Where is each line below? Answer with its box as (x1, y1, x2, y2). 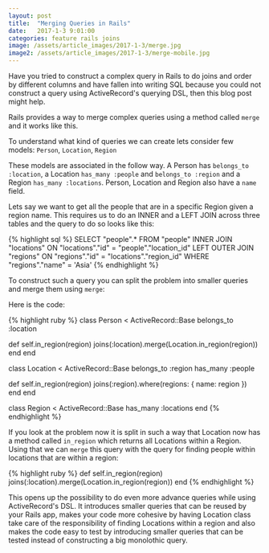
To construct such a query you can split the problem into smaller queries (8, 276, 249, 285)
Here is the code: (8, 300, 66, 309)
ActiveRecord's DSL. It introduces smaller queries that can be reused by (8, 502, 247, 510)
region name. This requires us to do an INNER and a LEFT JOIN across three (8, 211, 261, 219)
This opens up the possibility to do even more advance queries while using (8, 493, 256, 502)
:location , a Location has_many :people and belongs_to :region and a (8, 170, 241, 178)
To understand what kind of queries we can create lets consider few (8, 137, 234, 145)
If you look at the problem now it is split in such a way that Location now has (8, 428, 261, 436)
